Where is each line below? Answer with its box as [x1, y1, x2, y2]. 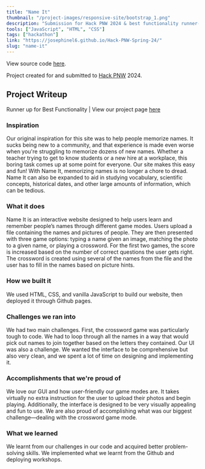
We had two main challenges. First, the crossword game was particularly [6, 326, 189, 333]
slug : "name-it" [6, 43, 48, 50]
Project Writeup [6, 89, 68, 100]
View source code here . [6, 59, 67, 67]
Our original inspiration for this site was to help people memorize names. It [6, 135, 193, 142]
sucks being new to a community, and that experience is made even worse [6, 141, 194, 149]
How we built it [6, 276, 52, 285]
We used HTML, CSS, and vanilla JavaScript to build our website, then [6, 290, 183, 298]
